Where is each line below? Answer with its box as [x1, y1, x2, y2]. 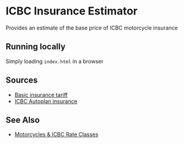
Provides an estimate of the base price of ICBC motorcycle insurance [5, 24, 178, 31]
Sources [5, 75, 38, 86]
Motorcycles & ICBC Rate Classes [14, 131, 99, 138]
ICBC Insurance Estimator [5, 4, 138, 18]
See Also [5, 114, 40, 125]
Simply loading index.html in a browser [5, 57, 103, 64]
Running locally [5, 42, 66, 52]
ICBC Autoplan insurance [14, 98, 77, 105]
